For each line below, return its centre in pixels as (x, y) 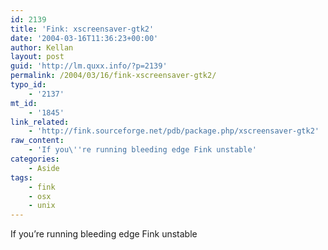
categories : (35, 159)
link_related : (40, 122)
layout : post (37, 57)
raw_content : (37, 141)
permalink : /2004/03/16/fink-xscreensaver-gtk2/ (113, 76)
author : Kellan (42, 47)
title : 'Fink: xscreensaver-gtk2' (82, 29)
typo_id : (28, 85)
